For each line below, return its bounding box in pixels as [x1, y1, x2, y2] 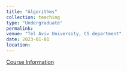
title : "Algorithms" [6, 8, 58, 15]
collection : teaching [6, 14, 61, 20]
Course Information [6, 58, 55, 66]
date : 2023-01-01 [6, 36, 50, 42]
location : [6, 42, 31, 48]
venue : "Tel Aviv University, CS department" [6, 31, 122, 37]
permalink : [6, 25, 34, 32]
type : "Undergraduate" [6, 20, 63, 26]
